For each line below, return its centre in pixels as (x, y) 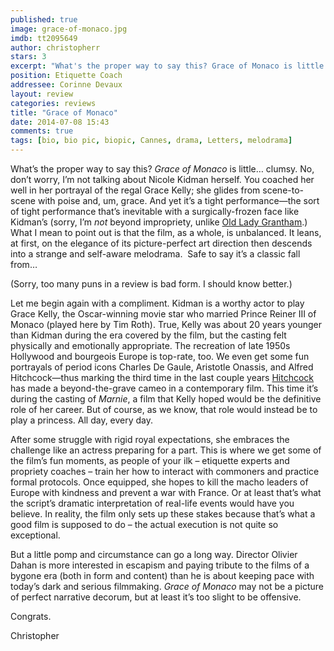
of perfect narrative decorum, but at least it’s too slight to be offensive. (156, 597)
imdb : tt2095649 (44, 38)
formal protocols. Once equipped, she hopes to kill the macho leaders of (159, 482)
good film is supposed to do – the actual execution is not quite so (144, 524)
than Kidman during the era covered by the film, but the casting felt (148, 335)
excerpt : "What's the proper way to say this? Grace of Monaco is (151, 66)
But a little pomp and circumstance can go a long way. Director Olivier (154, 554)
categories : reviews (53, 103)
